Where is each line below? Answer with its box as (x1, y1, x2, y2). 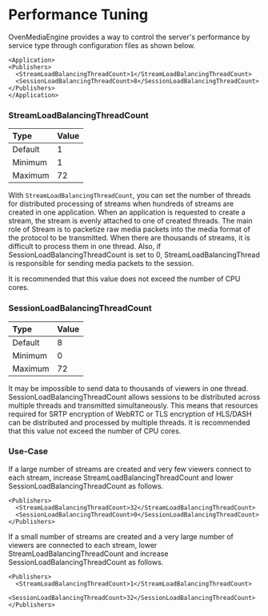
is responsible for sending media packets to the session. (8, 259, 194, 268)
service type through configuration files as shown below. (8, 40, 196, 50)
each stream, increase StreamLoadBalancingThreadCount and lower (8, 473, 234, 482)
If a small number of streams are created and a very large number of (8, 531, 234, 542)
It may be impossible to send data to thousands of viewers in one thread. (8, 383, 249, 393)
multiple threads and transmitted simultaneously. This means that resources (8, 401, 258, 410)
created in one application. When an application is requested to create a (8, 207, 246, 217)
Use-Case (8, 446, 49, 457)
